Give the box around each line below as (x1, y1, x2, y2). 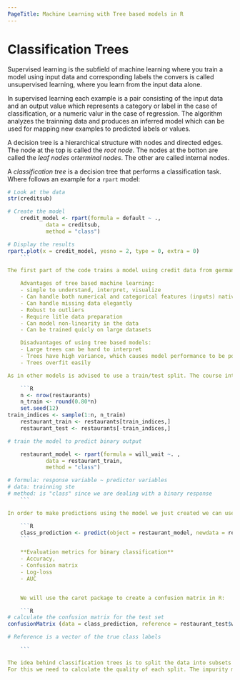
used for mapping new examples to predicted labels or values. (7, 124, 191, 133)
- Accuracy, (20, 555, 56, 563)
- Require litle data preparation (20, 313, 123, 320)
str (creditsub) (7, 195, 53, 202)
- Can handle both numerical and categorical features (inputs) (20, 294, 216, 301)
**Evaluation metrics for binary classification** (20, 549, 174, 556)
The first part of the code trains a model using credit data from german (7, 267, 235, 274)
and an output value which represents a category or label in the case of (7, 101, 218, 110)
